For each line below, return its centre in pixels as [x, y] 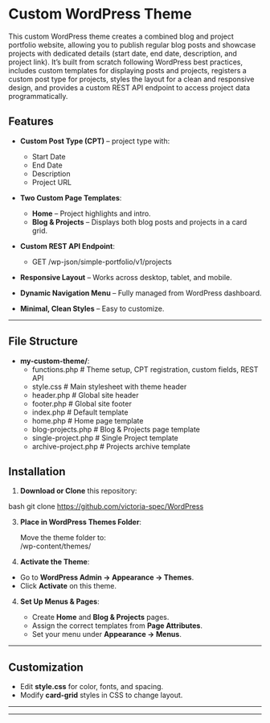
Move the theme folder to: [63, 538]
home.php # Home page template [88, 420]
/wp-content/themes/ [55, 546]
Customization [46, 667]
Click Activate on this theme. [68, 586]
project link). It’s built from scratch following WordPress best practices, [126, 62]
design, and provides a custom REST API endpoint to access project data [129, 87]
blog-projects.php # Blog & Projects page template [116, 429]
